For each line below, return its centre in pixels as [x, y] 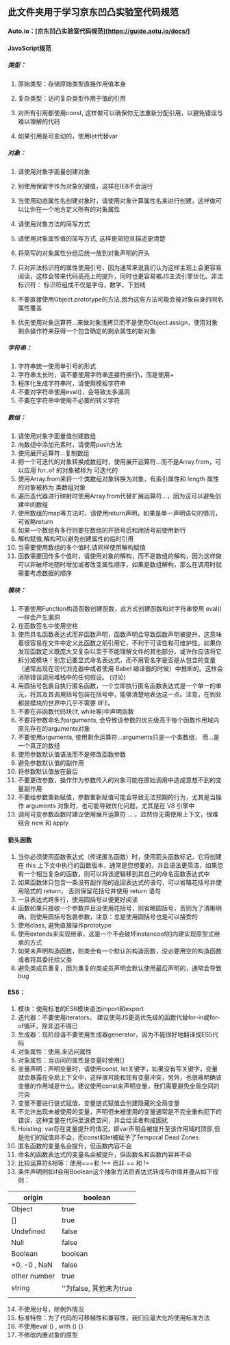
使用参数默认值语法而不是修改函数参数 [72, 754]
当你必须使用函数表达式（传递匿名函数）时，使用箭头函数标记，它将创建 [119, 856]
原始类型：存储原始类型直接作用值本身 [72, 84]
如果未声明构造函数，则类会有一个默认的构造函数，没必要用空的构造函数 [119, 951]
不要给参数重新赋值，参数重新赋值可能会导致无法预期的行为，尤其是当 [117, 797]
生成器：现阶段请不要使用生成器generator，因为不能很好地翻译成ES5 [115, 1034]
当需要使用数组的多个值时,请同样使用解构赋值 [81, 548]
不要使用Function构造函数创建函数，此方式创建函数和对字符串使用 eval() [119, 609]
